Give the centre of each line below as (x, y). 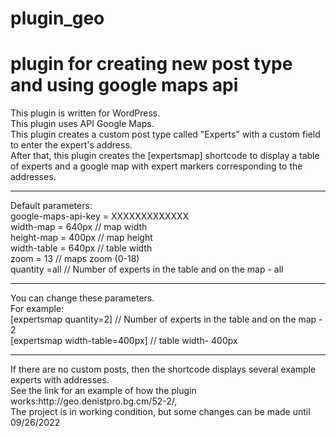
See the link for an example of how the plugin (103, 391)
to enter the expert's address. (71, 145)
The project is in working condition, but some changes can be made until (160, 412)
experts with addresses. (60, 380)
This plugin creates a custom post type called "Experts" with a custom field (165, 134)
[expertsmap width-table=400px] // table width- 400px (124, 341)
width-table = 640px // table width (81, 248)
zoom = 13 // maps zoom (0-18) (75, 259)
